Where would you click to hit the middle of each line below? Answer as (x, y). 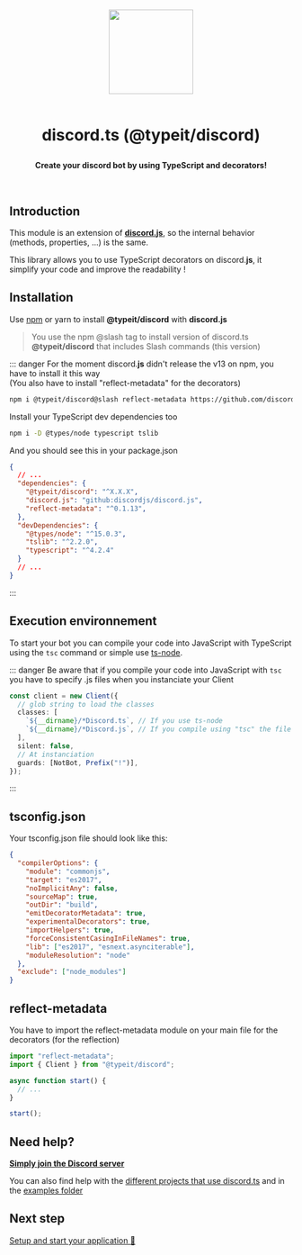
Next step (37, 1219)
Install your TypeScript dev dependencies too (93, 416)
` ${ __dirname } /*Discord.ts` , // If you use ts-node (124, 721)
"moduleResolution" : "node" (78, 955)
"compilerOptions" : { (58, 863)
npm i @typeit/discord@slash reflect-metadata (98, 399)
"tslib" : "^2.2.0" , (62, 542)
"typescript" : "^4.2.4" (70, 551)
